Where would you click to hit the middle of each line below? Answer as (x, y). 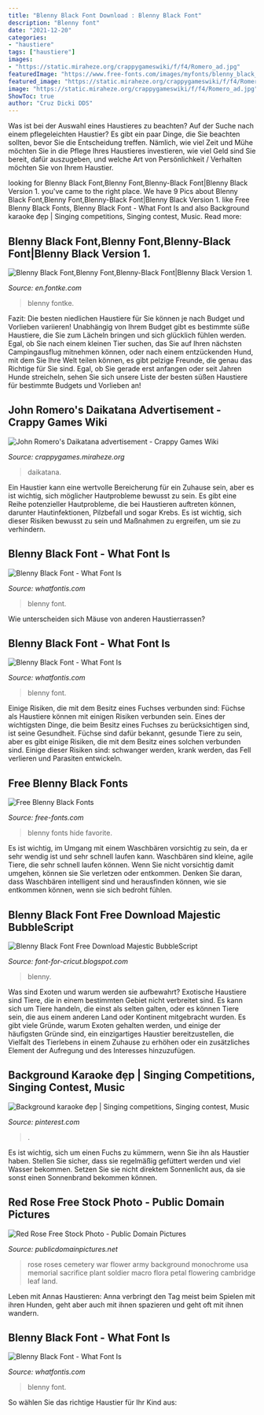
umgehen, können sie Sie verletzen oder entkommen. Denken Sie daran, (125, 873)
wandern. (24, 1313)
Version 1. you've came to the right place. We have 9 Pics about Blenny (123, 192)
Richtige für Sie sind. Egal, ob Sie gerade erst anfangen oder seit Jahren (125, 368)
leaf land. (42, 1281)
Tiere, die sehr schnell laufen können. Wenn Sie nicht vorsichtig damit (121, 865)
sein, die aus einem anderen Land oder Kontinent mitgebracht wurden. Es (127, 1017)
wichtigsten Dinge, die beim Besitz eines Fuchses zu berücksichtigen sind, (129, 725)
